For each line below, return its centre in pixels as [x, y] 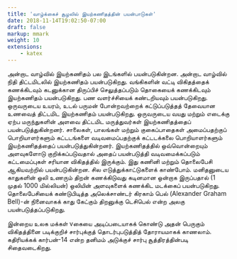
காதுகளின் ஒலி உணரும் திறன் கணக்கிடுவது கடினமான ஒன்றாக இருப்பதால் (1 [111, 177]
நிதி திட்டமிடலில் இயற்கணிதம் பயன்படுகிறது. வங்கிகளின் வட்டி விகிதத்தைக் [108, 82]
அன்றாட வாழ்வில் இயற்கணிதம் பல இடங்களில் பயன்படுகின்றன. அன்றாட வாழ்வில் [117, 73]
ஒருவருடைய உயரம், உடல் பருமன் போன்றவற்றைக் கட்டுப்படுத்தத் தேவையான [111, 105]
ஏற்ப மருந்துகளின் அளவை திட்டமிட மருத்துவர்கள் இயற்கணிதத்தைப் [99, 121]
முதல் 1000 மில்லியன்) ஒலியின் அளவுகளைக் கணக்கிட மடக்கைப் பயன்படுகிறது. [114, 185]
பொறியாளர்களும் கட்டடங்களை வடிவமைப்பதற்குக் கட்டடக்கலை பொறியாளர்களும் [115, 137]
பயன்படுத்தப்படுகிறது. [37, 209]
